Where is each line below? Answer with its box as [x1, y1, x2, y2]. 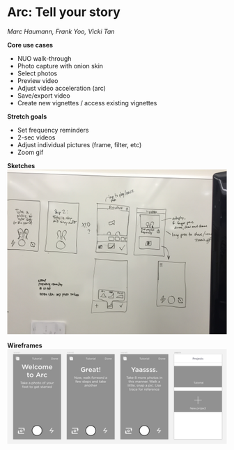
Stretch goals [7, 112, 47, 121]
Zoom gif [17, 148, 44, 156]
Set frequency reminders [17, 126, 89, 134]
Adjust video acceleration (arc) [17, 84, 107, 92]
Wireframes [7, 341, 43, 350]
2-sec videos [17, 133, 56, 142]
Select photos [17, 69, 58, 77]
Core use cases [7, 40, 54, 49]
